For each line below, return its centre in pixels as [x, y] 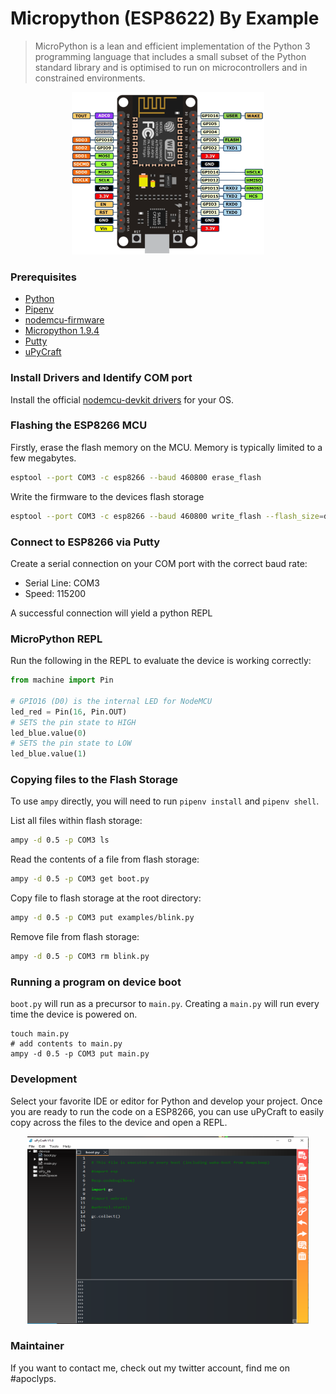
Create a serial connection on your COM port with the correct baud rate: [159, 563]
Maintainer [37, 1346]
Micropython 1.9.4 [62, 331]
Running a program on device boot [96, 982]
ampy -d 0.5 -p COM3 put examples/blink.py [102, 918]
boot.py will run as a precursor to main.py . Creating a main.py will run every [165, 1004]
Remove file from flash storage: [75, 937]
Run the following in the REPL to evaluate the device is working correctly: [161, 661]
